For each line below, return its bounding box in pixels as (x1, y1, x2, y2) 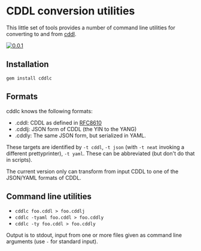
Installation (6, 59, 49, 69)
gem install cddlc (6, 75, 52, 81)
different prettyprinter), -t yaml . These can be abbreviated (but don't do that (6, 150, 195, 157)
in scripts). (6, 156, 33, 163)
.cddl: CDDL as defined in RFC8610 (14, 119, 102, 126)
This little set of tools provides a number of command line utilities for (6, 24, 175, 31)
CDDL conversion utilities (6, 4, 135, 18)
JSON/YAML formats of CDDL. (6, 174, 82, 181)
